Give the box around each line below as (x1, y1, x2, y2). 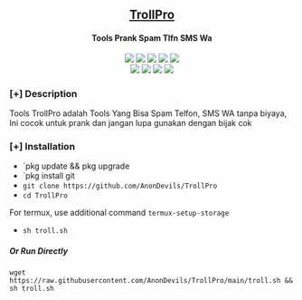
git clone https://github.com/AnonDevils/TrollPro (22, 181, 218, 191)
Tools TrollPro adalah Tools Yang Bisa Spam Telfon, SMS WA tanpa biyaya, (9, 108, 288, 119)
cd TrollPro (22, 191, 68, 200)
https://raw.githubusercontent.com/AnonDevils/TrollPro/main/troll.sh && (9, 276, 294, 285)
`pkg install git (22, 170, 75, 181)
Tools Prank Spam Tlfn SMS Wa (91, 32, 212, 44)
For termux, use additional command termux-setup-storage (9, 208, 230, 218)
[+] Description (9, 87, 78, 100)
